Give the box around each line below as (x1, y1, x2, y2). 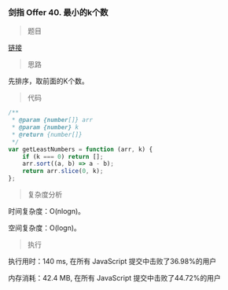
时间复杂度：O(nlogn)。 (8, 207, 85, 216)
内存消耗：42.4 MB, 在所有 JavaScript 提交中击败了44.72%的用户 (8, 273, 222, 283)
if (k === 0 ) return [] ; (22, 152, 104, 160)
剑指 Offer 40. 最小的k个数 (8, 6, 108, 17)
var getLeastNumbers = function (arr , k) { (8, 145, 153, 153)
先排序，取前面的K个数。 (8, 76, 89, 86)
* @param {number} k (11, 123, 79, 131)
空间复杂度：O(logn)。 (8, 223, 81, 233)
